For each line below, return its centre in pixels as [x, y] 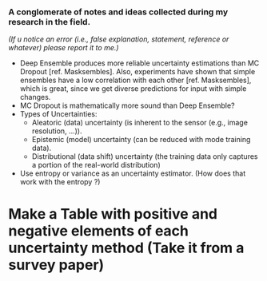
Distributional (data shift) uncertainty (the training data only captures [145, 156]
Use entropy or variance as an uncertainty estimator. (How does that [133, 173]
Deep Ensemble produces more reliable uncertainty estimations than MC [139, 63]
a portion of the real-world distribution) [96, 165]
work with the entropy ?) [60, 182]
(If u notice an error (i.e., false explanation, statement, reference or [119, 39]
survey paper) [56, 265]
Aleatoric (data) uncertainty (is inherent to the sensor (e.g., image [139, 123]
